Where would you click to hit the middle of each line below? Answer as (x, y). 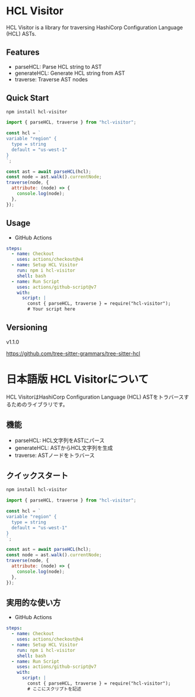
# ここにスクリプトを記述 (55, 689)
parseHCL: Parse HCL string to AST (58, 67)
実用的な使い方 (33, 602)
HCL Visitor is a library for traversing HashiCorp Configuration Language (95, 27)
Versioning (27, 328)
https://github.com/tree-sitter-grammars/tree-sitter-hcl (73, 353)
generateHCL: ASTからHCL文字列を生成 (64, 447)
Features (23, 53)
